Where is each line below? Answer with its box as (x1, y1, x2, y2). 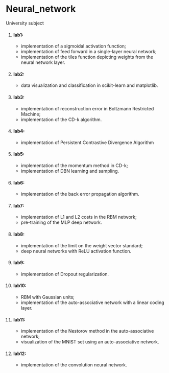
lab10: (13, 283, 27, 289)
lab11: (13, 316, 26, 322)
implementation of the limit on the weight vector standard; (20, 242, 143, 248)
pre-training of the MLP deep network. (20, 219, 102, 225)
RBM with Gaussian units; (20, 294, 75, 300)
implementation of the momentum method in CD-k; (20, 162, 128, 169)
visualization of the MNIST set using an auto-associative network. (20, 339, 160, 345)
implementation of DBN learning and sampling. (20, 168, 119, 174)
